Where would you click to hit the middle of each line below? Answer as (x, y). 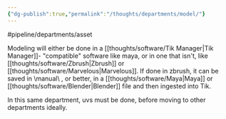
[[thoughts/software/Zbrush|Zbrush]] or (66, 63)
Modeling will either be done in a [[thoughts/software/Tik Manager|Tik (111, 48)
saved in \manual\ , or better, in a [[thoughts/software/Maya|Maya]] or (110, 78)
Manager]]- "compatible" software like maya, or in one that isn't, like (108, 56)
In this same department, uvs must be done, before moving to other (107, 100)
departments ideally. (37, 107)
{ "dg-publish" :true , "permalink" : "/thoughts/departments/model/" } (106, 14)
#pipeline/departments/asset (50, 34)
